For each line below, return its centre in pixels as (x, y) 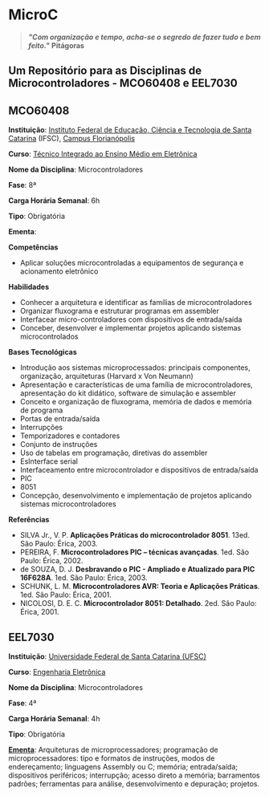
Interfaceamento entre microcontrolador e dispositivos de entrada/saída (139, 470)
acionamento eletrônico (59, 271)
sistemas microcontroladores (68, 504)
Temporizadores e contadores (70, 436)
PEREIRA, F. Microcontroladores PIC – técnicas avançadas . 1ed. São (134, 552)
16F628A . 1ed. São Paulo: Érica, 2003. (84, 578)
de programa (41, 410)
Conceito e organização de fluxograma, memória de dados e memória (136, 402)
